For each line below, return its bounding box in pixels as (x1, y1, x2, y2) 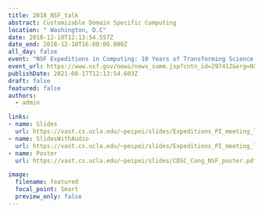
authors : (8, 92, 37, 99)
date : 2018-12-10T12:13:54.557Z (8, 33, 113, 42)
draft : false (8, 77, 51, 85)
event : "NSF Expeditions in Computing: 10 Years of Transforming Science (8, 56, 254, 63)
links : (8, 113, 30, 121)
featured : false (8, 84, 61, 92)
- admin (15, 99, 41, 106)
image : (8, 171, 30, 179)
